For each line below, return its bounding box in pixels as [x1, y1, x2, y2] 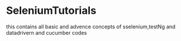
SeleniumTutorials [6, 4, 97, 17]
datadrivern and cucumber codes [6, 29, 87, 36]
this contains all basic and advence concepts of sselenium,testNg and [6, 23, 176, 30]
